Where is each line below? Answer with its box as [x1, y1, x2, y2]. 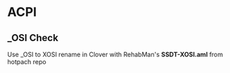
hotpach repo [7, 58, 47, 66]
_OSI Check [7, 32, 58, 44]
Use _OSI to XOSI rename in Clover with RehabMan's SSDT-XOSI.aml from [7, 50, 224, 58]
